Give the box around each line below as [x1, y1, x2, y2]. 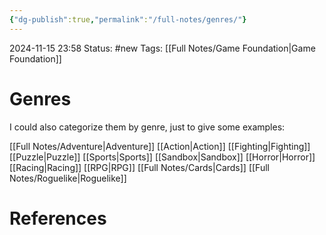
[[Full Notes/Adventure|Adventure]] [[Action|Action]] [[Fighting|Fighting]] [9, 140, 311, 152]
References [9, 207, 107, 230]
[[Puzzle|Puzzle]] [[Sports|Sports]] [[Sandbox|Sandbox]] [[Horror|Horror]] [9, 151, 316, 163]
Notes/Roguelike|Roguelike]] [9, 172, 127, 184]
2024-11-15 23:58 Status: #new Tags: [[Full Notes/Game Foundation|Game [9, 42, 316, 54]
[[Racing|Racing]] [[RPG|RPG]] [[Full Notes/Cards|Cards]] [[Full [9, 161, 270, 173]
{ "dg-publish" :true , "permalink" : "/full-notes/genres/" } [9, 14, 247, 25]
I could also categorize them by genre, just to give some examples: [9, 121, 286, 133]
